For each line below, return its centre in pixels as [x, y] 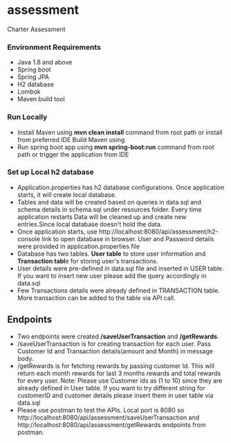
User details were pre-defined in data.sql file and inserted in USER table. [120, 268]
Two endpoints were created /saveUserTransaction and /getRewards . [118, 336]
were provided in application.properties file [78, 246]
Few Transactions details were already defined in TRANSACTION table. [118, 290]
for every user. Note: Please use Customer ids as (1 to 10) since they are [120, 381]
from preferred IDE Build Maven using [71, 139]
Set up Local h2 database [51, 172]
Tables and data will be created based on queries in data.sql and [109, 202]
